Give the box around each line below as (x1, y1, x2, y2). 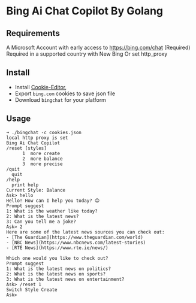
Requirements (6, 28, 60, 38)
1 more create (22, 150, 61, 156)
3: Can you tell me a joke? (6, 219, 77, 225)
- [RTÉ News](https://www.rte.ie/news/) (6, 244, 109, 251)
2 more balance (22, 156, 63, 162)
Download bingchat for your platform (14, 96, 107, 103)
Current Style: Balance (6, 187, 66, 193)
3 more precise (22, 160, 63, 167)
